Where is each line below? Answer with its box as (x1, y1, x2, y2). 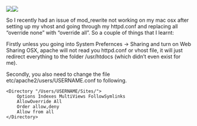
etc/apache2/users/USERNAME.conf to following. (6, 77, 127, 84)
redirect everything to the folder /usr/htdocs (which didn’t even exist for (6, 53, 181, 60)
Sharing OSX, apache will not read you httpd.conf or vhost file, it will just (6, 47, 183, 54)
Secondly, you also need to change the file (6, 71, 111, 78)
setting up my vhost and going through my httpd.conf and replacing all (6, 23, 179, 29)
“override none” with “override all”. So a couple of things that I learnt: (6, 29, 175, 36)
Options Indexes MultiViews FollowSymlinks (17, 94, 126, 100)
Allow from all (17, 109, 54, 115)
